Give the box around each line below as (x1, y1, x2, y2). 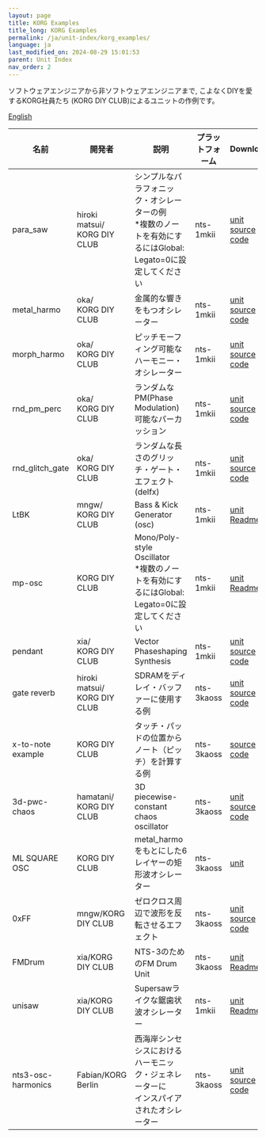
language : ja (8, 41, 51, 49)
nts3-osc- (12, 1069, 53, 1080)
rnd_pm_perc (12, 403, 62, 414)
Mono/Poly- (134, 531, 180, 542)
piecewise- (134, 791, 178, 802)
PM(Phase (134, 392, 173, 403)
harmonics (12, 1079, 52, 1090)
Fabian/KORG (76, 1069, 127, 1080)
